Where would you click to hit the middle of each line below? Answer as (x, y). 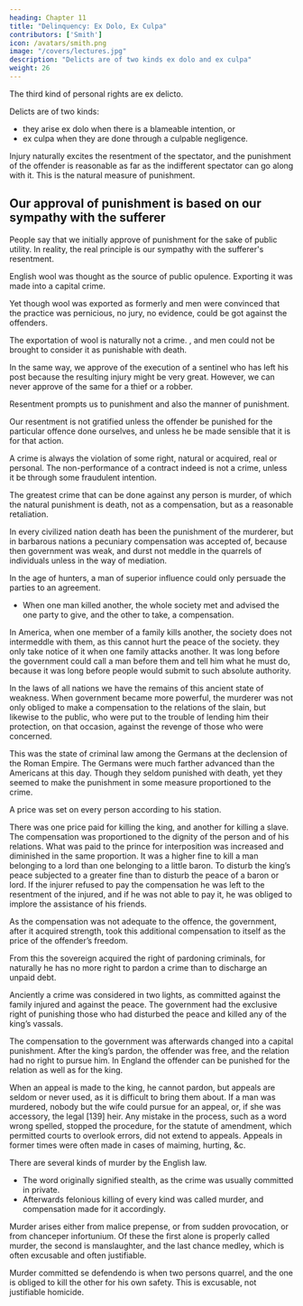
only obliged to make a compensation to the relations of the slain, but (138, 707)
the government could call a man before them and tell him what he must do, (150, 661)
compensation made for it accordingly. (94, 1208)
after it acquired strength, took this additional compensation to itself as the (147, 931)
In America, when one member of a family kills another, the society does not (151, 632)
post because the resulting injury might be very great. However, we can (142, 377)
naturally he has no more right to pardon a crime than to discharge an (138, 967)
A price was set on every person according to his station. (115, 809)
